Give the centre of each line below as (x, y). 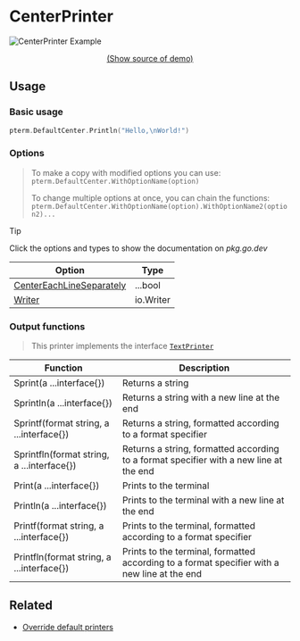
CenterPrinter (62, 17)
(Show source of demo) (150, 58)
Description (204, 368)
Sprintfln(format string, (62, 454)
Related (31, 606)
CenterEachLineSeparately (70, 285)
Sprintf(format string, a (62, 423)
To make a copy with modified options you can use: (126, 172)
